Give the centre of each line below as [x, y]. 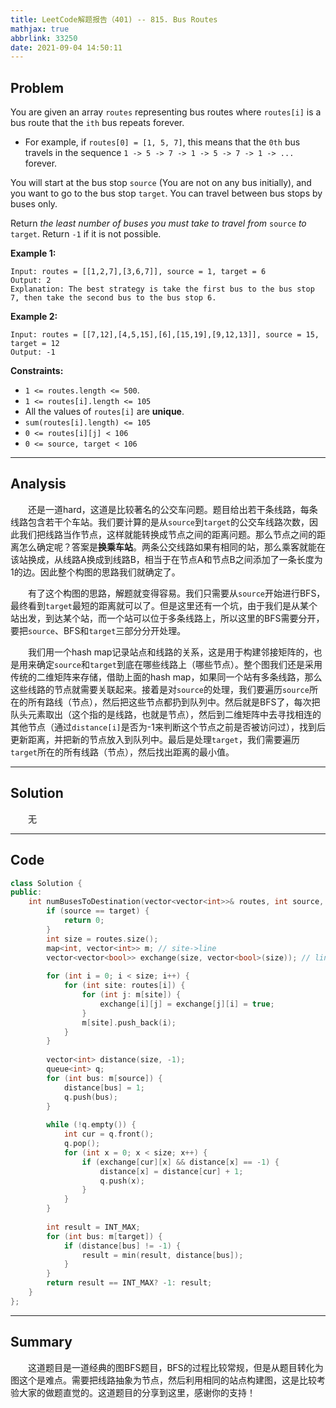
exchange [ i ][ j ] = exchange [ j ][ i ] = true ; [187, 1004]
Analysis [38, 484]
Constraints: [37, 371]
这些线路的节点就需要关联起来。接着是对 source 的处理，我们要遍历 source [160, 689]
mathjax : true [40, 29]
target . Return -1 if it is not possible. [86, 234]
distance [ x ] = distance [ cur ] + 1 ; [171, 1171]
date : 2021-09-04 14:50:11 [66, 47]
